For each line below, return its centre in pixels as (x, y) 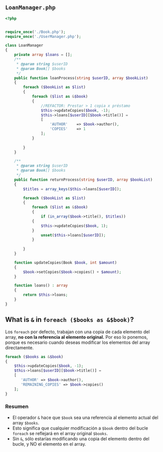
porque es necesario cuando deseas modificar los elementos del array (78, 342)
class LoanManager (24, 45)
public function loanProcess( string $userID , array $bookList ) (81, 78)
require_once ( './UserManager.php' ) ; (43, 36)
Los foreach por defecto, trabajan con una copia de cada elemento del (78, 332)
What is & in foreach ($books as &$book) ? (70, 320)
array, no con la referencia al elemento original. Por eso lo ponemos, (77, 337)
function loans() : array (41, 286)
